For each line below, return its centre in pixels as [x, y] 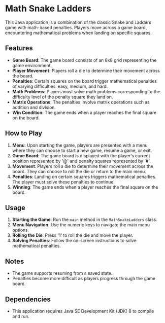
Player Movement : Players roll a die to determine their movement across [86, 71]
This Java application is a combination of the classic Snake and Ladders [78, 22]
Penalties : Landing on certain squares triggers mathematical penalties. [84, 177]
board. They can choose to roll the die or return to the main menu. [79, 171]
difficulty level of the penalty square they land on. [63, 97]
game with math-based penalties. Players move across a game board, [76, 27]
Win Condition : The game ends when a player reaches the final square [84, 112]
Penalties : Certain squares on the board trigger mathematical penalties [84, 81]
